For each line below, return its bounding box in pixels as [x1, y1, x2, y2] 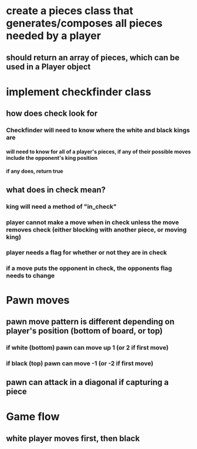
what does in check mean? [6, 185, 106, 195]
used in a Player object [6, 62, 91, 72]
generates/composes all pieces [6, 16, 163, 30]
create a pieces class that [6, 4, 134, 18]
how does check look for [6, 109, 98, 119]
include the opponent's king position [6, 154, 98, 161]
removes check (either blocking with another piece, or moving [6, 225, 187, 233]
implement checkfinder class [6, 85, 151, 98]
